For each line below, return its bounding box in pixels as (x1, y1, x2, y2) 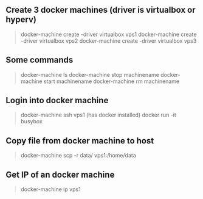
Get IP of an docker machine (5, 169, 115, 179)
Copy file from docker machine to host (5, 136, 154, 146)
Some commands (5, 55, 74, 65)
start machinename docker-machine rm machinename (43, 78, 180, 85)
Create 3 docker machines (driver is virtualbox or (5, 5, 196, 15)
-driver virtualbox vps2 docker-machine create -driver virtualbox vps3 (20, 37, 197, 45)
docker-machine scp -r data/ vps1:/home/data (20, 152, 136, 159)
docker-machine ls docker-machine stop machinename (20, 71, 159, 78)
